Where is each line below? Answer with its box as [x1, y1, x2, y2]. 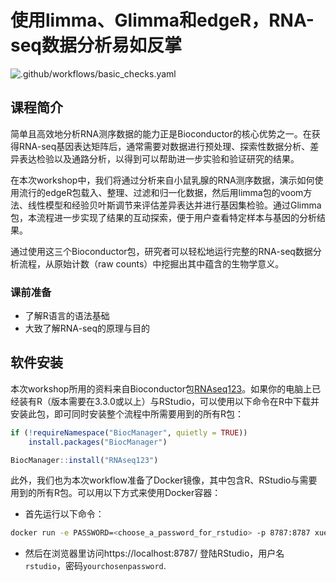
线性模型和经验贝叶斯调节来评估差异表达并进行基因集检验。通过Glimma [27, 199, 322, 211]
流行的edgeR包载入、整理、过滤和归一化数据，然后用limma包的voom [18, 186, 304, 198]
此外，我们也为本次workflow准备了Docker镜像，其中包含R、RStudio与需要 [10, 474, 318, 486]
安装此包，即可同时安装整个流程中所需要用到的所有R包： [10, 407, 245, 420]
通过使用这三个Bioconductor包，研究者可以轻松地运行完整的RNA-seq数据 [10, 245, 313, 257]
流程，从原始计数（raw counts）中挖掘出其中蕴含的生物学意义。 [18, 257, 285, 270]
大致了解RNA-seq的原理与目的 [24, 322, 151, 335]
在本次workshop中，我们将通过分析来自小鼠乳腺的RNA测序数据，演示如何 [10, 174, 315, 186]
